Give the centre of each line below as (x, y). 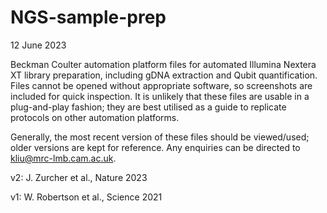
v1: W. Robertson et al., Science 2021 (86, 197)
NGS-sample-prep (88, 17)
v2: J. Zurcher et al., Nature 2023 (79, 177)
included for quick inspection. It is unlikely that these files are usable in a (160, 96)
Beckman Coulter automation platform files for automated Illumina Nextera (163, 64)
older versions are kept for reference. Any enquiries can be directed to (155, 147)
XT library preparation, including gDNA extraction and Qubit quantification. (164, 75)
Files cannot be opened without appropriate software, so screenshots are (161, 85)
